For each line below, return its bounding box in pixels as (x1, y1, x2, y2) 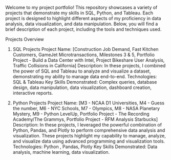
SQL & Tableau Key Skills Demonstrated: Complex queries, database (12, 79, 157, 85)
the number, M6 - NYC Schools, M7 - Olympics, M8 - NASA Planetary (12, 105, 160, 111)
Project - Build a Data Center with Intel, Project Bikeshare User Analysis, (12, 57, 165, 63)
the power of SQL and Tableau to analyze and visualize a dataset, (12, 68, 151, 74)
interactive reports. (12, 90, 53, 96)
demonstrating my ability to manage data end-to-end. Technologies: (12, 74, 157, 79)
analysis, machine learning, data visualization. (12, 149, 110, 155)
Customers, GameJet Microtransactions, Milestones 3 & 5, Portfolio (12, 51, 155, 58)
